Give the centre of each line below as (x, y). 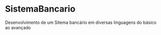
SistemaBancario (40, 9)
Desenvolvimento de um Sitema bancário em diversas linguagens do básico (81, 22)
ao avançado (18, 27)
